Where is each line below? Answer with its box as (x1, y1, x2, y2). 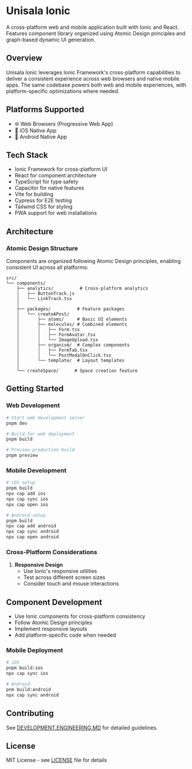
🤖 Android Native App (14, 133, 68, 140)
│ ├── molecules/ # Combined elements (16, 322, 127, 328)
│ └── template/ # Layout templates (16, 358, 125, 364)
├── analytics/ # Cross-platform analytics (16, 285, 149, 292)
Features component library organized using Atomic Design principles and (6, 29, 186, 36)
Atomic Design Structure (6, 244, 78, 252)
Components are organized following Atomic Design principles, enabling (6, 258, 181, 265)
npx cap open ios (6, 501, 49, 507)
